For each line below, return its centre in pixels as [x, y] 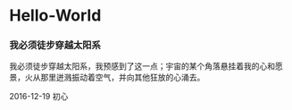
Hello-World [55, 16]
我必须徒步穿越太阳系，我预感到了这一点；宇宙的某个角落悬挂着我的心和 [142, 66]
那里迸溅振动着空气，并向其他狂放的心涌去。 [122, 78]
